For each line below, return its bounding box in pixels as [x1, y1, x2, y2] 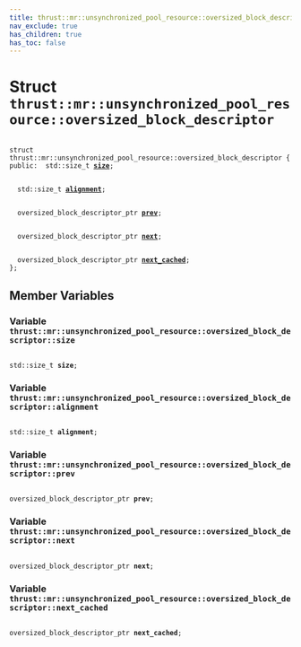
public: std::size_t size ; [9, 162, 115, 170]
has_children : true [9, 30, 82, 39]
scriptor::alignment [9, 401, 99, 412]
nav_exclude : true [9, 22, 78, 31]
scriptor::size [9, 335, 76, 345]
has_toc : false [9, 38, 66, 48]
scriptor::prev [9, 468, 76, 479]
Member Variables [9, 288, 115, 303]
